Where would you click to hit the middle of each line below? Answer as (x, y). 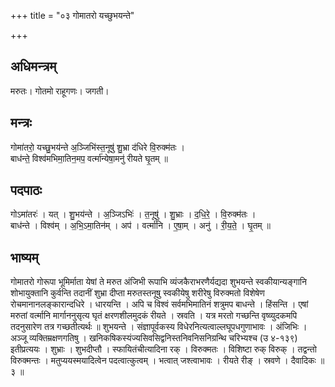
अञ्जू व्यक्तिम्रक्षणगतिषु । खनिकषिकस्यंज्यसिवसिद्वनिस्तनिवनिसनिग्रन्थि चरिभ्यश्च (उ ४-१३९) (154, 338)
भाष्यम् (24, 257)
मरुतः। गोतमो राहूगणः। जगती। (60, 91)
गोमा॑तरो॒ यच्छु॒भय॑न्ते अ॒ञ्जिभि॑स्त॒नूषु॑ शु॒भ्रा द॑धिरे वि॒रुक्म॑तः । (98, 147)
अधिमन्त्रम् (33, 66)
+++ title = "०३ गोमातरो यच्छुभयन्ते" (72, 15)
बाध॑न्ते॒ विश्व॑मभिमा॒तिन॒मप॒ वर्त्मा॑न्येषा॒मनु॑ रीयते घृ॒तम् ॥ (89, 158)
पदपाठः (26, 190)
